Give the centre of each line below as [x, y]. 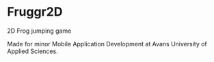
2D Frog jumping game [39, 31]
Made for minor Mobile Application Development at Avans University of [107, 44]
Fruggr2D [35, 12]
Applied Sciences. [32, 51]
